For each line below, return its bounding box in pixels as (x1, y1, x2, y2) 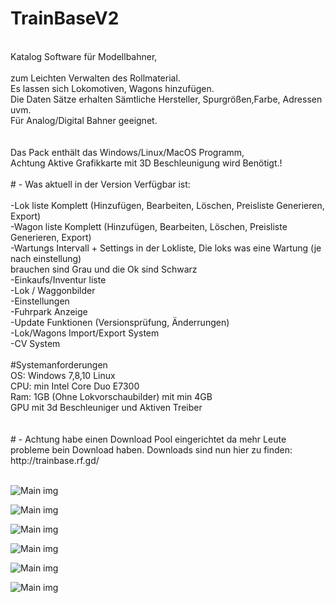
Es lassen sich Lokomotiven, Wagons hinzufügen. (10, 82, 215, 94)
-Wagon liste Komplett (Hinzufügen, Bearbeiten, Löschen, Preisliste (10, 220, 288, 232)
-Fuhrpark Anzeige (10, 305, 88, 317)
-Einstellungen (10, 295, 70, 307)
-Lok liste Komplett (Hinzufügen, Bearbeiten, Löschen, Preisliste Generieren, (10, 199, 325, 211)
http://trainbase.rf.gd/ (10, 454, 100, 466)
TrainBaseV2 (10, 7, 120, 30)
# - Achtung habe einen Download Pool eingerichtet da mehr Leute (10, 433, 287, 445)
